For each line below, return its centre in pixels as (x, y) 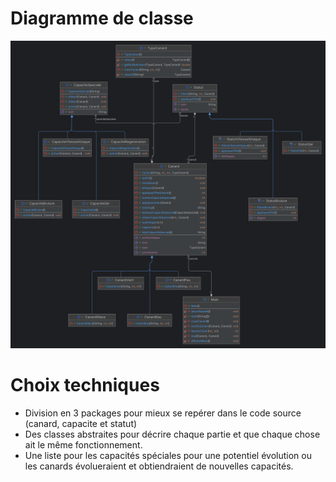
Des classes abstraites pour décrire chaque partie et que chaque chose (172, 434)
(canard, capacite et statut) (81, 424)
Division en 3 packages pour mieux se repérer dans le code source (163, 413)
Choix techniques (85, 385)
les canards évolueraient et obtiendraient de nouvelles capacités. (159, 466)
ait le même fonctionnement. (83, 445)
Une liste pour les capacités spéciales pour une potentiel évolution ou (168, 456)
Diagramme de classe (102, 18)
